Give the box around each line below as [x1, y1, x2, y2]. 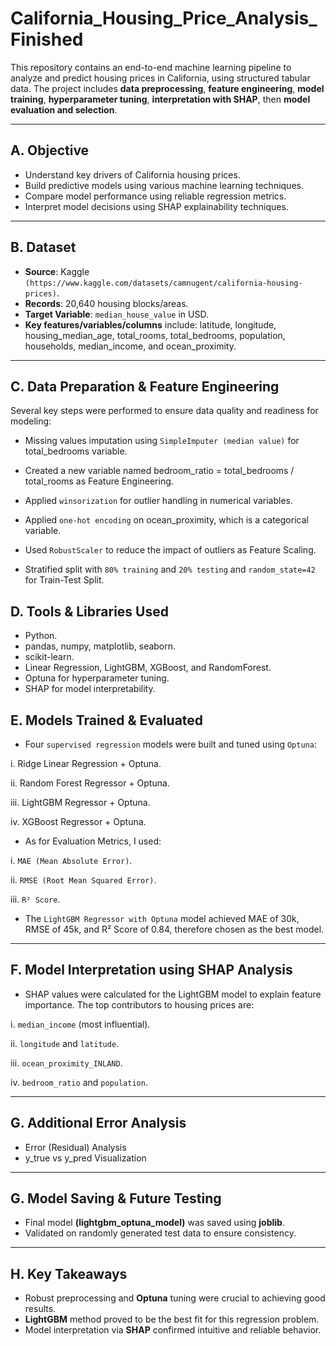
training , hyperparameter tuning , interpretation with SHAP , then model [10, 93, 311, 105]
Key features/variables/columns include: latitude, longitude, [24, 318, 277, 331]
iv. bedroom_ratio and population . [10, 1076, 148, 1088]
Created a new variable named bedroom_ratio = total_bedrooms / [24, 465, 295, 477]
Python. [24, 630, 58, 642]
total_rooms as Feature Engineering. [24, 475, 174, 487]
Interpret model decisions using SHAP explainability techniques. [24, 200, 289, 212]
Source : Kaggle [24, 265, 90, 277]
